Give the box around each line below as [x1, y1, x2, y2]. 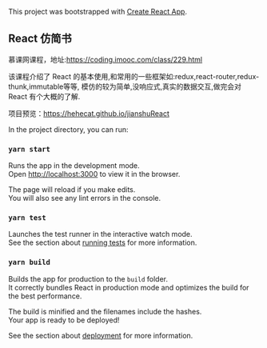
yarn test [8, 214, 46, 222]
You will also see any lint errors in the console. [8, 194, 161, 203]
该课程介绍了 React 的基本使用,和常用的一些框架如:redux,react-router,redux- [8, 71, 260, 81]
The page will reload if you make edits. [8, 185, 136, 194]
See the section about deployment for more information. [8, 330, 193, 340]
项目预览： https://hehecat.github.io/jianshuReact [8, 108, 169, 118]
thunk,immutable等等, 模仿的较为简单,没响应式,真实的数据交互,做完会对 [8, 82, 242, 91]
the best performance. [8, 291, 82, 301]
